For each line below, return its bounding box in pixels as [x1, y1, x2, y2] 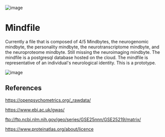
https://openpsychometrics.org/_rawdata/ [5, 97, 91, 103]
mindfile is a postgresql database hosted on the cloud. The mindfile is [5, 54, 149, 60]
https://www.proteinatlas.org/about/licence [5, 126, 94, 132]
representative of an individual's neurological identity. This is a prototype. [5, 60, 156, 66]
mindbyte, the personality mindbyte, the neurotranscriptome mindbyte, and [5, 44, 160, 50]
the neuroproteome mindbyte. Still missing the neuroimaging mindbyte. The [5, 49, 161, 55]
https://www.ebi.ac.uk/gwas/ [5, 107, 65, 113]
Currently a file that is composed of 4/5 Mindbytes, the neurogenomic [5, 38, 149, 44]
